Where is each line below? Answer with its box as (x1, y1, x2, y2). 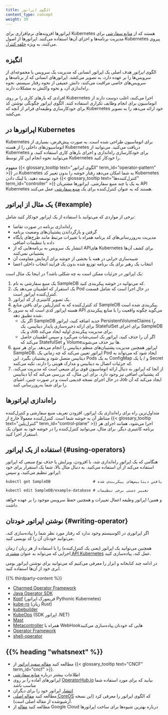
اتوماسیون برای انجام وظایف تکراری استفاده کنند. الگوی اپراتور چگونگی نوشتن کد (5, 100, 157, 106)
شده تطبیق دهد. (12, 312, 43, 318)
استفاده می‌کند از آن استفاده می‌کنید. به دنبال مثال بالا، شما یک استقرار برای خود (5, 464, 154, 470)
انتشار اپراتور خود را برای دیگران (12, 688, 73, 694)
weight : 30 (5, 17, 28, 22)
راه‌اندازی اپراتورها (5, 396, 56, 405)
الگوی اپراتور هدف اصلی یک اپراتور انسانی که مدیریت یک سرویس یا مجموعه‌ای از (5, 69, 156, 75)
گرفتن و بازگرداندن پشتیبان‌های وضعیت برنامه (12, 229, 97, 235)
